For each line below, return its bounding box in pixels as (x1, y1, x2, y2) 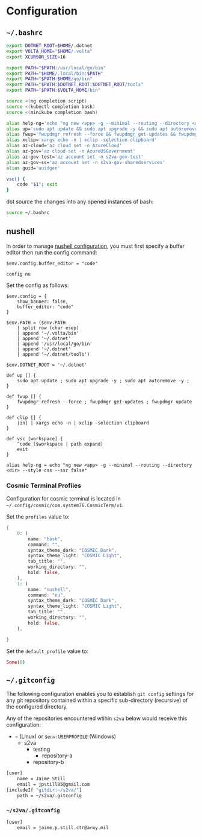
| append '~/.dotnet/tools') (17, 351, 90, 357)
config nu (6, 271, 31, 277)
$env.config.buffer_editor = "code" (6, 261, 98, 267)
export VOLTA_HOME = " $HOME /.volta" (6, 48, 93, 54)
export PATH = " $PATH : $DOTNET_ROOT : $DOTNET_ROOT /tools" (6, 81, 144, 88)
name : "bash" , (28, 535, 63, 542)
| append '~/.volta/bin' (17, 330, 79, 336)
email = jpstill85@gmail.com (17, 782, 90, 788)
